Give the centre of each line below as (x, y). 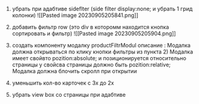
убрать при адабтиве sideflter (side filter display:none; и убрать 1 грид (102, 9)
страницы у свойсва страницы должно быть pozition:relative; (91, 64)
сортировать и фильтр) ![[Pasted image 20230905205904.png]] (94, 33)
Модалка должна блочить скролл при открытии (74, 71)
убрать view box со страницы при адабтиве (69, 95)
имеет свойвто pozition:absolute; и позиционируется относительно (99, 58)
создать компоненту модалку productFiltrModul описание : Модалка (101, 45)
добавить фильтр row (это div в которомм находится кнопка (90, 27)
